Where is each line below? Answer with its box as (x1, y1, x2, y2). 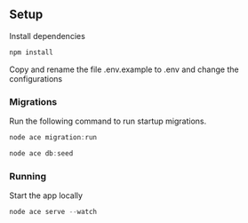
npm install (9, 48, 53, 57)
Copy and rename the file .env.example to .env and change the (9, 64, 239, 75)
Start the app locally (9, 190, 83, 201)
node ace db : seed (9, 148, 74, 158)
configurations (9, 73, 63, 84)
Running (9, 170, 47, 182)
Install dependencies (9, 30, 86, 41)
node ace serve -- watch (9, 208, 98, 217)
